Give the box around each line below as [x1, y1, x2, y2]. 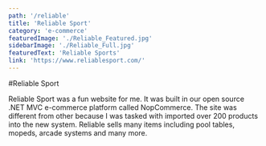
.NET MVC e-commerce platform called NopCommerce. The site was [8, 102, 237, 112]
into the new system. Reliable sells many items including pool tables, [8, 120, 235, 129]
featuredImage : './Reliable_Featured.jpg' [8, 34, 153, 43]
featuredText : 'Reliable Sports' [8, 49, 121, 57]
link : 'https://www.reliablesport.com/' [8, 57, 146, 65]
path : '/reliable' [8, 11, 70, 20]
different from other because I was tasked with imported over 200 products [8, 111, 259, 120]
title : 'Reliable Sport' [8, 19, 92, 27]
